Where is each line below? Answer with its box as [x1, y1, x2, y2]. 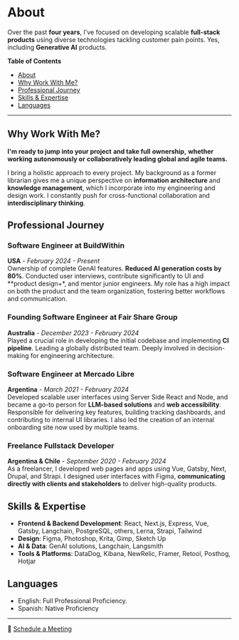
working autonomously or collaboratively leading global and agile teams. [7, 154, 228, 163]
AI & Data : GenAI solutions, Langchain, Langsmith [17, 542, 164, 550]
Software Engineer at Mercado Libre [7, 369, 135, 379]
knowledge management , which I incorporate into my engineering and [7, 183, 216, 192]
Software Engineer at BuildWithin [7, 241, 125, 251]
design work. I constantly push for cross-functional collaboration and [7, 191, 210, 199]
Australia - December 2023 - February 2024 [7, 328, 139, 337]
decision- [197, 343, 225, 352]
